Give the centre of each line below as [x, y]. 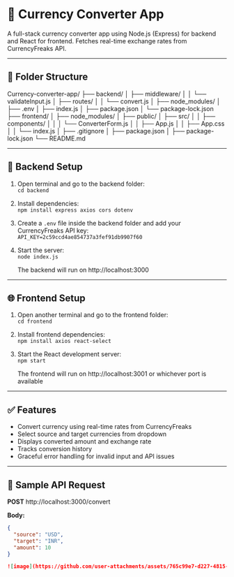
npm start [32, 361]
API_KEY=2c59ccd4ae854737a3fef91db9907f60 [80, 237]
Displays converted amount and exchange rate [84, 441]
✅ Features [32, 410]
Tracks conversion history [55, 449]
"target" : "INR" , [39, 541]
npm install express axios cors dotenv [75, 210]
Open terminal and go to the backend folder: [81, 184]
